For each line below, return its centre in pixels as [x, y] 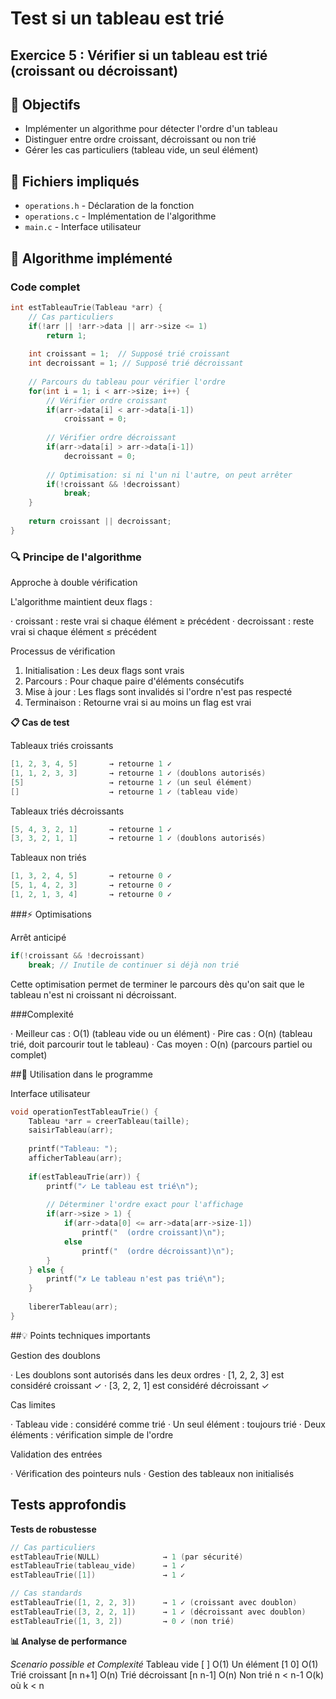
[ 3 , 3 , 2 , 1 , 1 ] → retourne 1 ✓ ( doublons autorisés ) [138, 838]
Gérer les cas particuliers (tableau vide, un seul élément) [141, 150]
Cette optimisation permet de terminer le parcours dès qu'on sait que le [157, 984]
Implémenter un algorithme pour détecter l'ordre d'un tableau [151, 129]
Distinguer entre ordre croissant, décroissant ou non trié [140, 139]
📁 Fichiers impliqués [75, 181]
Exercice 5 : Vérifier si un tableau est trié [139, 55]
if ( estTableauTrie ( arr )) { [84, 1177]
